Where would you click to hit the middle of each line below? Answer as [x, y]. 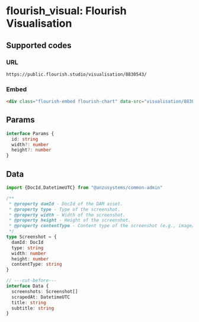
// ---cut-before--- [32, 281]
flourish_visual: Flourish [66, 11]
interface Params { [30, 133]
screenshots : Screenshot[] [45, 291]
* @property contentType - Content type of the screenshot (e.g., [92, 226]
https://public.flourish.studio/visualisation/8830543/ [76, 74]
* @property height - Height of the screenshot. [70, 220]
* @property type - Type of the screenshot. [64, 209]
